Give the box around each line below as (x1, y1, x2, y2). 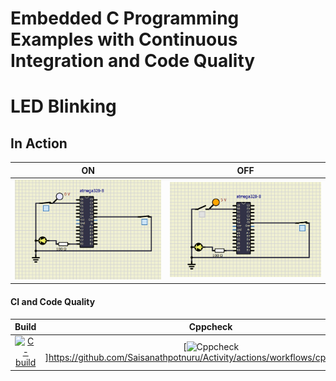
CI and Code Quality (10, 296, 96, 308)
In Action (10, 135, 68, 152)
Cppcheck (188, 321, 233, 333)
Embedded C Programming (10, 7, 240, 30)
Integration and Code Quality (10, 50, 256, 72)
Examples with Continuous (10, 28, 238, 51)
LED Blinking (10, 95, 117, 118)
